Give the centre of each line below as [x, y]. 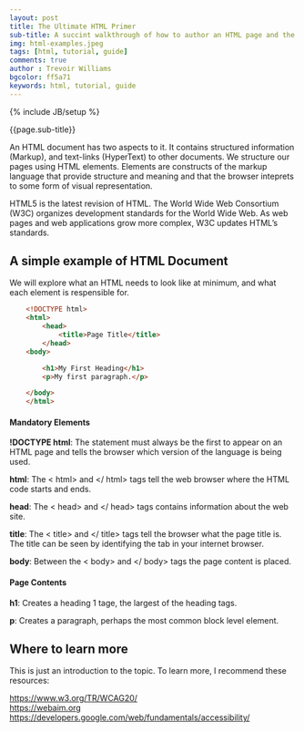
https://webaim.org [46, 708]
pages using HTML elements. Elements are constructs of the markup [138, 166]
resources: [30, 681]
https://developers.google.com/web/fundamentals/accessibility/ [130, 717]
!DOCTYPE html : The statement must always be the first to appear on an [146, 442]
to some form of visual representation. [81, 186]
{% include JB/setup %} [55, 111]
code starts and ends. [51, 490]
